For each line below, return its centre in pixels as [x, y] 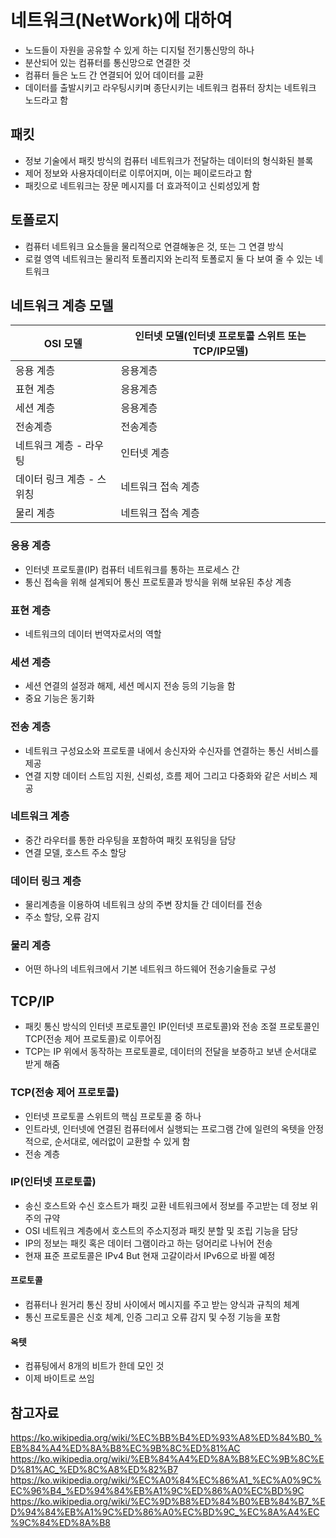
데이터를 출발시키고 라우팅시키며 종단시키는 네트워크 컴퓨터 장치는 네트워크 [170, 87]
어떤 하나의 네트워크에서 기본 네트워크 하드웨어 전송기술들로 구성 [150, 969]
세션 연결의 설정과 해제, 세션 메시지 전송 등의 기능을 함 [130, 686]
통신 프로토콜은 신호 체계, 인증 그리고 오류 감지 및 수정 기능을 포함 [152, 1317]
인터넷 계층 [145, 453]
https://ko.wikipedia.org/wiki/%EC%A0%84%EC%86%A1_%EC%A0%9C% [166, 1480]
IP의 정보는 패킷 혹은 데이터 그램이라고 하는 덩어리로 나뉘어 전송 [148, 1243]
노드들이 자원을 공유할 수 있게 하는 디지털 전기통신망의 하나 [139, 50]
